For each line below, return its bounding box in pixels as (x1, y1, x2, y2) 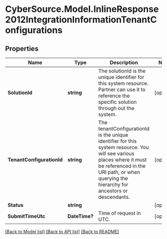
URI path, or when (98, 169, 140, 175)
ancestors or (98, 187, 128, 194)
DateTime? (67, 213, 93, 220)
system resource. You (98, 144, 149, 151)
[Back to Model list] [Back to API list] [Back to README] (5, 229, 119, 235)
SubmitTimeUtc (7, 213, 46, 220)
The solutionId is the (98, 68, 146, 74)
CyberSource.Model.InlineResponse (5, 3, 159, 15)
